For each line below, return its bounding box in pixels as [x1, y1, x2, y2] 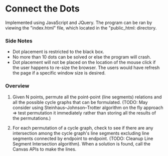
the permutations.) [12, 115, 51, 121]
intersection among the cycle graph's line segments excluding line [12, 130, 149, 136]
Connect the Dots [5, 3, 80, 14]
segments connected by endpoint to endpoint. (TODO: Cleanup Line [12, 135, 153, 141]
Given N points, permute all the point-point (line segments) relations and [12, 93, 162, 100]
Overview [5, 82, 30, 89]
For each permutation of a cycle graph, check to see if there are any [12, 124, 153, 130]
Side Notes [5, 37, 33, 44]
